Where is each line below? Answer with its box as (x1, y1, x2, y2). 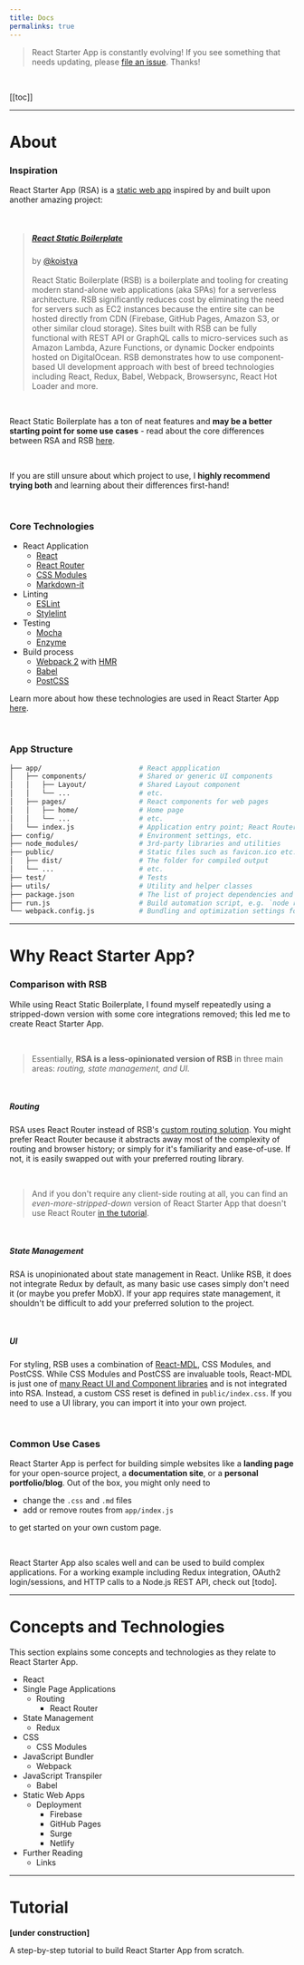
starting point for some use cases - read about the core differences (9, 425, 265, 436)
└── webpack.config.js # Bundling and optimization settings (9, 907, 285, 916)
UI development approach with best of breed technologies (57, 361, 275, 372)
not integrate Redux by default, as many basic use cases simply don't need (9, 1278, 290, 1289)
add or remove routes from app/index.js (22, 1504, 174, 1515)
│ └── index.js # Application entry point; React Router (9, 822, 298, 832)
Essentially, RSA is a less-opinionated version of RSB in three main (31, 1053, 283, 1064)
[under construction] (9, 1927, 90, 1938)
